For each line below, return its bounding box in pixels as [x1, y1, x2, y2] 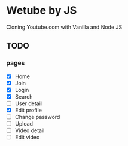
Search [14, 93, 33, 100]
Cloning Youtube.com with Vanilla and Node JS [6, 23, 123, 31]
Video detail [14, 127, 45, 134]
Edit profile [14, 106, 42, 114]
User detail [14, 100, 42, 107]
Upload [14, 120, 33, 127]
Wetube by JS [6, 4, 77, 17]
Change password [14, 114, 60, 120]
